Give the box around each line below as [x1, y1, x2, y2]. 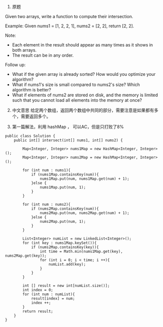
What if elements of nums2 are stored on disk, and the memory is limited [12, 92, 158, 98]
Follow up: [5, 62, 26, 67]
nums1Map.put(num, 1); [39, 185, 86, 190]
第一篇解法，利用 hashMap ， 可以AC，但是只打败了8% [12, 124, 124, 130]
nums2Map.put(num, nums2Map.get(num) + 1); [39, 211, 130, 216]
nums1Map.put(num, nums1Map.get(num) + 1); [39, 176, 130, 181]
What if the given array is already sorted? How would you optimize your [12, 71, 156, 77]
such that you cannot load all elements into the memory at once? [12, 97, 142, 103]
